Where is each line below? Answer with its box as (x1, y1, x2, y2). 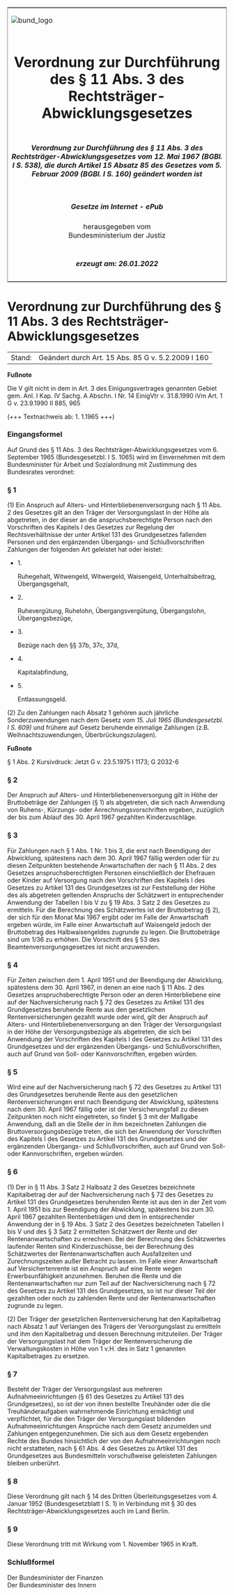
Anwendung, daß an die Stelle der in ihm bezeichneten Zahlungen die (7, 1120, 207, 1128)
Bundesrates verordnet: (7, 467, 75, 476)
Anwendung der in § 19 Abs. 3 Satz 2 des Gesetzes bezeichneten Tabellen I (7, 1220, 224, 1228)
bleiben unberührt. (7, 1458, 61, 1467)
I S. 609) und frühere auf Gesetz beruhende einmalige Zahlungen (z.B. (7, 724, 210, 732)
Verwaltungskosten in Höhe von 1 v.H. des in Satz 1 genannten (7, 1344, 186, 1353)
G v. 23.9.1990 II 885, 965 (7, 398, 81, 407)
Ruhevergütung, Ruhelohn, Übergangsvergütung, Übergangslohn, (17, 607, 207, 615)
